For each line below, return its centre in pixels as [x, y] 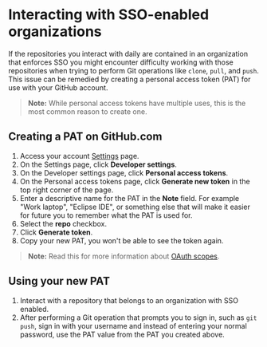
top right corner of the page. [67, 190]
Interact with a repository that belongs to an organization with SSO [129, 300]
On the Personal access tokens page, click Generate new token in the [135, 181]
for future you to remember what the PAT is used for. [106, 215]
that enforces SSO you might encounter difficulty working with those [121, 62]
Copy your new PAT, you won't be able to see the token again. [122, 240]
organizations [55, 32]
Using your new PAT [59, 281]
